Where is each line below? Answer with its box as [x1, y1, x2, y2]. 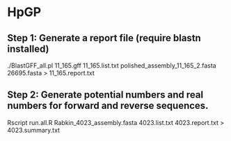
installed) [7, 43, 49, 54]
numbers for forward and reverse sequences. [7, 100, 209, 112]
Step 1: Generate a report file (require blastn [7, 32, 202, 44]
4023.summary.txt [7, 126, 61, 134]
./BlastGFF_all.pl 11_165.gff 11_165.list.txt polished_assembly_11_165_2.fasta [7, 61, 217, 70]
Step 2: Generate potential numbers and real [7, 89, 204, 101]
